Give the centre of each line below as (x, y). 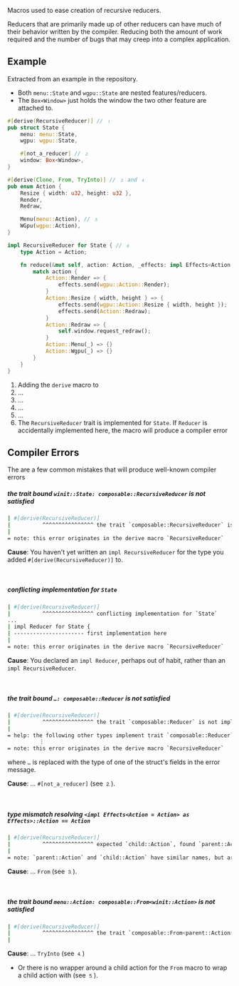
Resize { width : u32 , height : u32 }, (76, 193)
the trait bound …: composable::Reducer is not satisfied (89, 698)
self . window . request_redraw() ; (105, 331)
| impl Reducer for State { (49, 627)
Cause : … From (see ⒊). (42, 871)
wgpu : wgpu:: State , (49, 141)
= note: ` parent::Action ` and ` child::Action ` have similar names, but (116, 858)
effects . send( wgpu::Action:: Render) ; (114, 285)
